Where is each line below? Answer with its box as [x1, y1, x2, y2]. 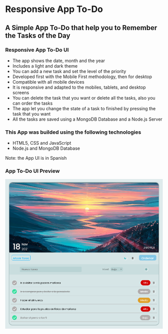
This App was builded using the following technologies [5, 129, 141, 136]
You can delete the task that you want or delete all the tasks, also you [12, 95, 156, 101]
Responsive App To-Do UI [5, 46, 69, 53]
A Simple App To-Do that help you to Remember [5, 24, 157, 32]
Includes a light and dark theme [12, 63, 78, 69]
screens [12, 89, 29, 96]
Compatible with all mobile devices [12, 79, 84, 85]
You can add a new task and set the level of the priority [12, 68, 126, 74]
